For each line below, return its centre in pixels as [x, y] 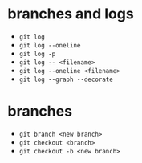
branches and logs [71, 14]
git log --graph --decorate [66, 79]
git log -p [37, 54]
